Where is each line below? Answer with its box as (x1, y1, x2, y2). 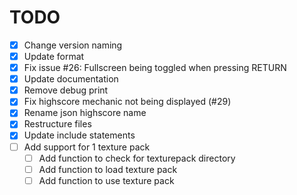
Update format (23, 51, 85, 62)
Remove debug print (23, 84, 109, 96)
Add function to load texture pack (38, 163, 178, 175)
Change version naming (23, 39, 123, 51)
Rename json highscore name (23, 107, 147, 119)
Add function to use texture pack (38, 174, 175, 186)
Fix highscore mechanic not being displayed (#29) (23, 96, 232, 108)
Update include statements (23, 129, 136, 141)
